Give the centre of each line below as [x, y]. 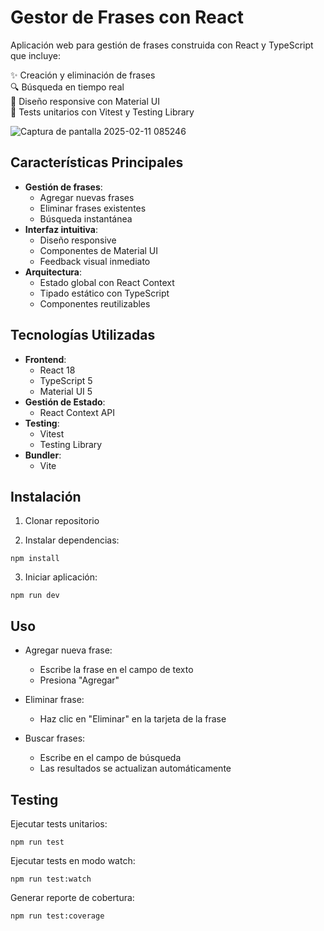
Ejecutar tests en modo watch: [73, 860]
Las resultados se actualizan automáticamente [135, 768]
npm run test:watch [51, 879]
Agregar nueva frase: [68, 650]
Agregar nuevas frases [87, 197]
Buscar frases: [55, 738]
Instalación [46, 496]
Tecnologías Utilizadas [83, 335]
